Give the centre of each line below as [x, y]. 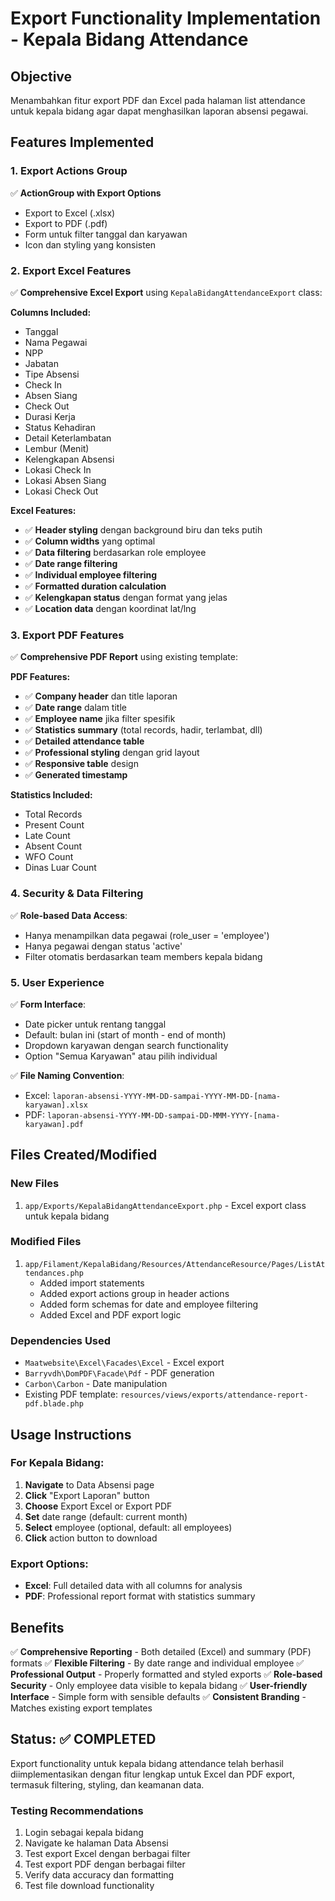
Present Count [54, 825]
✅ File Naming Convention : [67, 1075]
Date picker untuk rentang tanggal [95, 1024]
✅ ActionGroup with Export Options [86, 193]
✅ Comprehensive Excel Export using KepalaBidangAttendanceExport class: [166, 292]
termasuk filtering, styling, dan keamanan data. [107, 1784]
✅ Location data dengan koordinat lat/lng [110, 608]
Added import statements [92, 1283]
